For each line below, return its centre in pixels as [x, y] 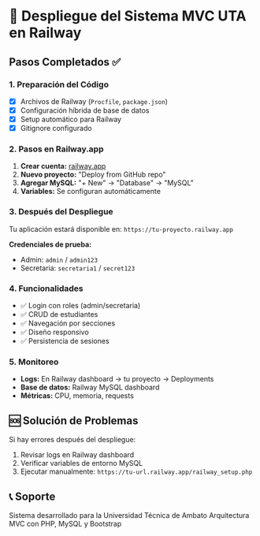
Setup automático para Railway [71, 119]
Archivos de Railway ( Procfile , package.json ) [94, 101]
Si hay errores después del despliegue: [72, 440]
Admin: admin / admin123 [59, 259]
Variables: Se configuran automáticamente [90, 192]
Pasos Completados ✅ [65, 62]
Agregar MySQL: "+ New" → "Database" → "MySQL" [107, 183]
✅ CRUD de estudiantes [59, 315]
